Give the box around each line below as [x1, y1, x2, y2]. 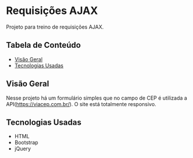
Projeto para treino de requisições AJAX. [6, 23, 104, 30]
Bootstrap [14, 139, 38, 146]
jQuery [14, 145, 31, 152]
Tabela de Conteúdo [6, 40, 81, 50]
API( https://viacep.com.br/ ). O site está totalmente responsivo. [6, 100, 156, 107]
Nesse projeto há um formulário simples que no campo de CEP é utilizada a [6, 94, 188, 101]
